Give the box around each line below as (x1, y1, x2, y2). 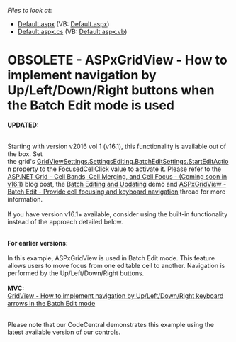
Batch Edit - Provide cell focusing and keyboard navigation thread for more (7, 187, 226, 196)
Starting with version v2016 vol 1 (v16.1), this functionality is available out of (7, 142, 227, 150)
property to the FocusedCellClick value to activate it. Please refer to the (13, 165, 222, 173)
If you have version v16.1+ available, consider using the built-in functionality (7, 209, 228, 219)
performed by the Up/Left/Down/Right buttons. (7, 269, 145, 277)
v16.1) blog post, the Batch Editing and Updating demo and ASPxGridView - (7, 180, 227, 188)
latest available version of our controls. (7, 328, 121, 336)
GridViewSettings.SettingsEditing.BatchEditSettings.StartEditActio (36, 157, 229, 165)
